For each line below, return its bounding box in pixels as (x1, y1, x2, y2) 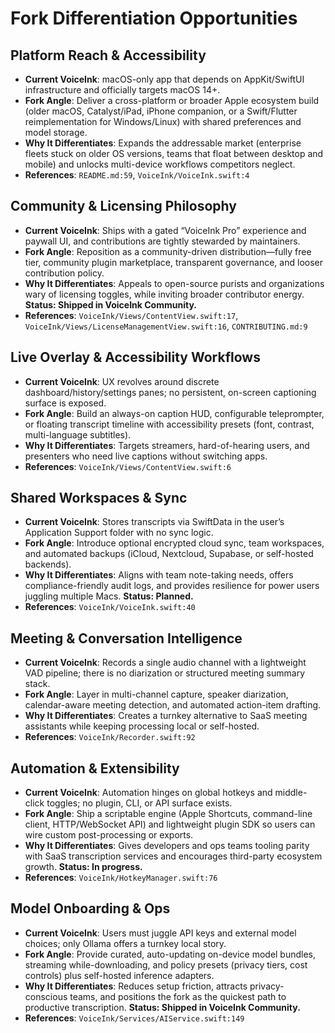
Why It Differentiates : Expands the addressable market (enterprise (24, 137, 302, 149)
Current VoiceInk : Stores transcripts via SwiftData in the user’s (24, 516, 285, 528)
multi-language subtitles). (24, 428, 132, 441)
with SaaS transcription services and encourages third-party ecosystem (24, 850, 323, 862)
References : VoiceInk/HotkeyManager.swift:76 (24, 872, 218, 884)
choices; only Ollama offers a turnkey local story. (24, 937, 227, 949)
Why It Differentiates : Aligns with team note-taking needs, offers (24, 569, 294, 581)
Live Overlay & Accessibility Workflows (10, 349, 261, 366)
